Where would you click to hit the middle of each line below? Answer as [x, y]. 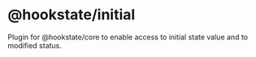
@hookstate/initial [72, 15]
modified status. [35, 45]
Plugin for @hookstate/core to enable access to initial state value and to [128, 37]
